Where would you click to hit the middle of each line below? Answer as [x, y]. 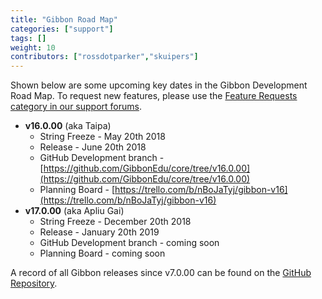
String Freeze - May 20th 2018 [102, 137]
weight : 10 [33, 47]
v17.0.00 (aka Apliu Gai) [74, 211]
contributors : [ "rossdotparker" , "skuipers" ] [104, 57]
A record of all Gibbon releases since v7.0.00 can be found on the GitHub [161, 273]
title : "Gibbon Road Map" [64, 19]
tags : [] [28, 38]
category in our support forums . [76, 107]
